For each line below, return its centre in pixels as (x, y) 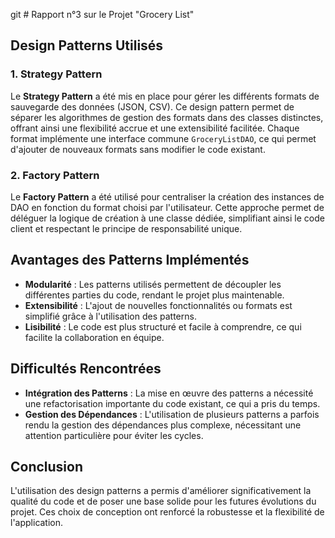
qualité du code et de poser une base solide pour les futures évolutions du (163, 501)
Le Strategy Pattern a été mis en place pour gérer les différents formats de (165, 96)
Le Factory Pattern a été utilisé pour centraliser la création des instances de (167, 196)
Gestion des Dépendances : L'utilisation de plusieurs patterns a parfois (172, 414)
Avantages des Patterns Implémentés (130, 260)
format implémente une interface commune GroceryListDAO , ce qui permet (163, 138)
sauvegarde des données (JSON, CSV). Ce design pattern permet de (152, 106)
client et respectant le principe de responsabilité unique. (126, 228)
